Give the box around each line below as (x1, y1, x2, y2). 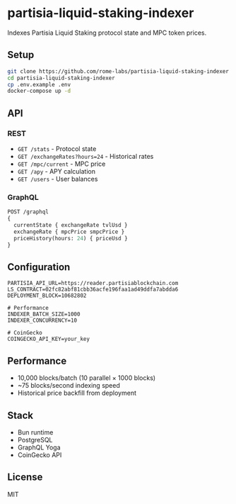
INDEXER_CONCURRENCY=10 (7, 317, 78, 324)
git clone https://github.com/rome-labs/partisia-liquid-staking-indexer (7, 67, 230, 75)
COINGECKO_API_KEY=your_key (7, 335, 90, 343)
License (7, 471, 43, 483)
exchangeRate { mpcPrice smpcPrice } (13, 228, 125, 235)
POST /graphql (7, 208, 49, 215)
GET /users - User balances (17, 174, 98, 183)
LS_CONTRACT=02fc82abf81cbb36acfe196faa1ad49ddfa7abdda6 (7, 286, 179, 293)
